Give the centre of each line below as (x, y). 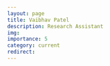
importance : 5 (28, 39)
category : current (34, 45)
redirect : (21, 52)
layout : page (26, 13)
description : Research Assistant (55, 26)
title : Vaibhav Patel (38, 20)
